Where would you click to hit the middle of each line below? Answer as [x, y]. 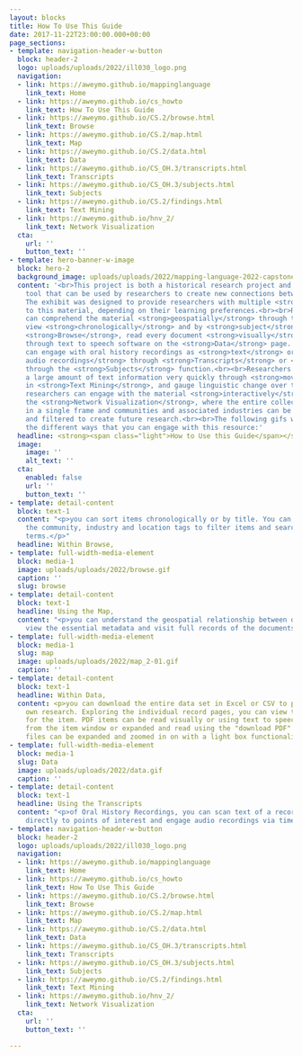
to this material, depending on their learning [116, 310]
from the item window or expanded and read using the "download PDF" [159, 729]
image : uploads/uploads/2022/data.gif [90, 770]
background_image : [52, 277]
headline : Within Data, [62, 695]
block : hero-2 [44, 269]
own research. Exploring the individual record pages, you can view [156, 711]
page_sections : [38, 43]
